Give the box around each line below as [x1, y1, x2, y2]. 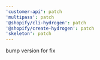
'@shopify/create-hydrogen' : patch [5, 25, 95, 31]
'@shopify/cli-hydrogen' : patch [5, 20, 86, 26]
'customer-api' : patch [5, 8, 62, 15]
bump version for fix [5, 47, 56, 54]
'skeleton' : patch [5, 31, 51, 37]
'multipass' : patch [5, 14, 54, 20]
